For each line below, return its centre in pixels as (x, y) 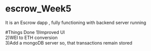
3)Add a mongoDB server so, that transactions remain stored (69, 42)
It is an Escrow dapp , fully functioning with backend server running (76, 22)
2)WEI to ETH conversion (32, 37)
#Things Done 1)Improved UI (35, 32)
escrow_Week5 (39, 9)
